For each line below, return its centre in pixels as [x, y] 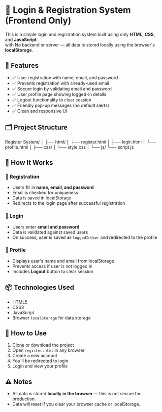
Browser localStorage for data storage [51, 318]
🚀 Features [22, 66]
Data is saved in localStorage [42, 198]
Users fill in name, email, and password [53, 187]
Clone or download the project [43, 345]
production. [24, 399]
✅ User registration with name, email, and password [65, 77]
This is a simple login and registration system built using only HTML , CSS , [80, 34]
